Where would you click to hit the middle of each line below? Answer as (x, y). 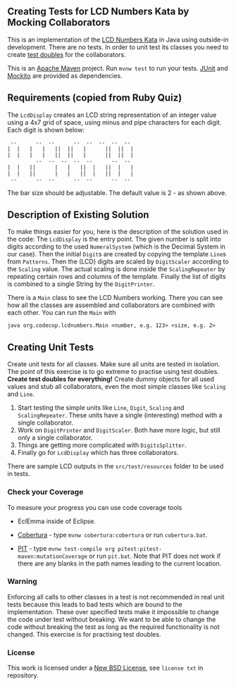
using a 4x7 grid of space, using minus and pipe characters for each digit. (114, 122)
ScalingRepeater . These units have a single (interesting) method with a (120, 416)
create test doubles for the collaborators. (67, 54)
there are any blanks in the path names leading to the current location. (119, 563)
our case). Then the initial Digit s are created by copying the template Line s (117, 254)
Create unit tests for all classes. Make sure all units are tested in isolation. (114, 364)
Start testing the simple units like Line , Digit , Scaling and (101, 408)
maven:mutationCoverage (52, 556)
